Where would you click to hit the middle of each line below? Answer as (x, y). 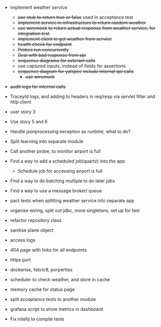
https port (21, 260)
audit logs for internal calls (38, 87)
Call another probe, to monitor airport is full (55, 151)
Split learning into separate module (47, 141)
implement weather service (39, 7)
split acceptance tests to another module (53, 299)
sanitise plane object (32, 230)
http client (21, 102)
